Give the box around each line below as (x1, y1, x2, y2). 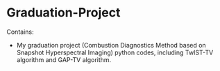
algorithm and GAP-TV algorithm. (16, 55, 112, 63)
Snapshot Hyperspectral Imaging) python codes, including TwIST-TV (16, 48, 214, 57)
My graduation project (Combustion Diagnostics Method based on (16, 41, 206, 49)
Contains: (6, 28, 34, 36)
